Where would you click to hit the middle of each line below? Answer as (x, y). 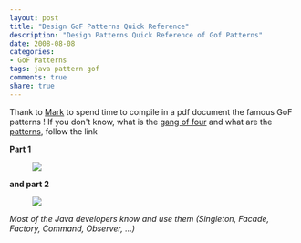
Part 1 (21, 149)
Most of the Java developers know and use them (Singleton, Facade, (140, 218)
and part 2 (30, 184)
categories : (32, 52)
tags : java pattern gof (55, 69)
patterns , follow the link (54, 131)
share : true (32, 86)
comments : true (38, 78)
